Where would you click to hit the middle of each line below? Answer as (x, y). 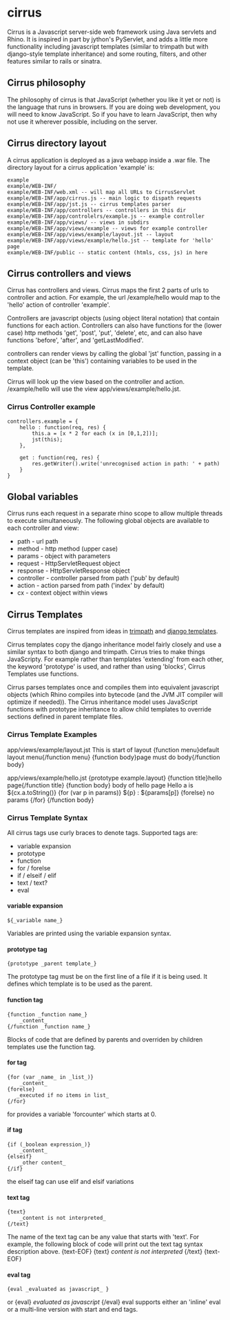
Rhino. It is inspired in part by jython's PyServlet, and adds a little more (107, 39)
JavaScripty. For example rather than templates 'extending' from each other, (115, 659)
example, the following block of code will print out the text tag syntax (105, 1244)
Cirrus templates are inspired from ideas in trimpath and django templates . (113, 631)
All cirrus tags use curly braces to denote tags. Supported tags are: (103, 832)
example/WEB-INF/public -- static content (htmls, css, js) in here (107, 252)
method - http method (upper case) (67, 549)
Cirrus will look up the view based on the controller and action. (96, 382)
